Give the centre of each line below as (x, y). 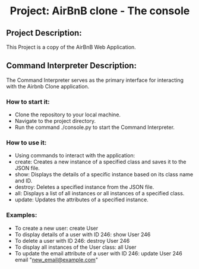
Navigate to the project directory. (55, 121)
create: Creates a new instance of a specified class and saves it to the (100, 162)
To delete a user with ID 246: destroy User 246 (72, 240)
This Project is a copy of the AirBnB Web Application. (71, 47)
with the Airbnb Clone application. (48, 86)
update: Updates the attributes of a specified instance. (81, 200)
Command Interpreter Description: (71, 66)
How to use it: (26, 143)
